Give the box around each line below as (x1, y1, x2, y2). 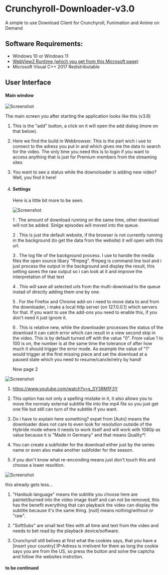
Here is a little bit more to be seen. (12, 197, 84, 203)
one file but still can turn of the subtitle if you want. (12, 406, 118, 412)
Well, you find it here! (12, 175, 57, 181)
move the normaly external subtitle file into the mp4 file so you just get (12, 400, 159, 406)
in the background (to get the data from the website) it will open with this (12, 237, 163, 243)
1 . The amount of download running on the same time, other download (12, 217, 159, 223)
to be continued (5, 565, 39, 571)
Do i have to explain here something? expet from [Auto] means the (12, 416, 150, 422)
